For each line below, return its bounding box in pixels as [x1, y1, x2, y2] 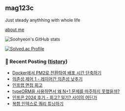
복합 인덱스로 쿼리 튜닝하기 [12, 101, 64, 107]
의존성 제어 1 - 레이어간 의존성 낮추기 [12, 76, 83, 82]
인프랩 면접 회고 [12, 82, 43, 88]
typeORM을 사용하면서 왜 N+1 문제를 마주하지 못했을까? [12, 88, 120, 94]
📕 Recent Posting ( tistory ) [5, 58, 68, 65]
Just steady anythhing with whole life [5, 17, 80, 23]
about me [5, 27, 25, 33]
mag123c [5, 4, 34, 12]
